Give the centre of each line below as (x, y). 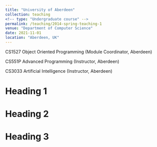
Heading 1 (26, 91)
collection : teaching (28, 14)
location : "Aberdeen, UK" (32, 38)
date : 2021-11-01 (23, 33)
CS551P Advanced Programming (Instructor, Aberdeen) (62, 61)
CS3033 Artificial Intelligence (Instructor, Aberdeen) (59, 71)
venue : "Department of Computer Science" (49, 28)
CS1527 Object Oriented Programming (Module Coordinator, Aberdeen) (79, 52)
